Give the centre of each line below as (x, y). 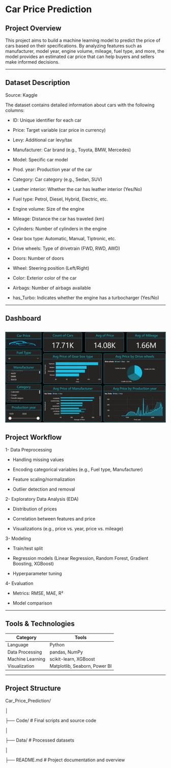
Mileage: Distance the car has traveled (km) (58, 219)
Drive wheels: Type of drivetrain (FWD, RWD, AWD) (66, 248)
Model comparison (32, 603)
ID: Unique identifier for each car (47, 120)
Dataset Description (38, 83)
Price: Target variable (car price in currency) (59, 130)
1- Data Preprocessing (28, 449)
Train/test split (28, 548)
